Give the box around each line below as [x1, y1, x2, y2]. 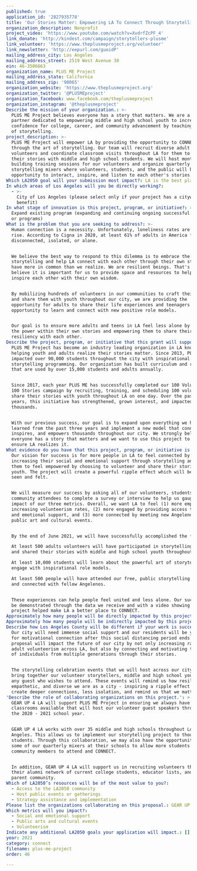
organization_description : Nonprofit [6, 25, 98, 31]
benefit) [16, 199, 38, 205]
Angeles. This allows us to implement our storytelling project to [11, 732, 180, 738]
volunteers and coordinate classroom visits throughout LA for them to [11, 150, 191, 156]
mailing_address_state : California [6, 74, 93, 80]
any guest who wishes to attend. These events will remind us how [11, 678, 177, 684]
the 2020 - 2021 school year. [11, 711, 85, 717]
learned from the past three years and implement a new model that [11, 425, 180, 431]
